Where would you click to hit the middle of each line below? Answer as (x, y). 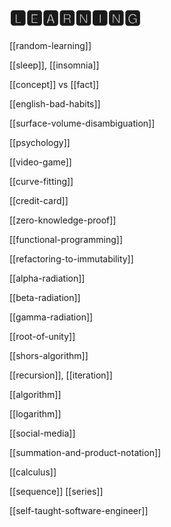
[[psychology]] (40, 142)
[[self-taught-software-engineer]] (79, 510)
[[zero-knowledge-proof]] (63, 220)
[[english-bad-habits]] (55, 103)
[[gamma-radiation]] (51, 317)
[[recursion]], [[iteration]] (61, 375)
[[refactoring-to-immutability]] (71, 258)
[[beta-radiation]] (45, 297)
